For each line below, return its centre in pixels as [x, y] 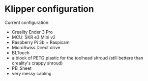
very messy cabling [32, 73]
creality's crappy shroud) [37, 63]
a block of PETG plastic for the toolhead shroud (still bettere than [77, 58]
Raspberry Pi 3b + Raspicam [41, 42]
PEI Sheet [22, 68]
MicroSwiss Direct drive [36, 47]
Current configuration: [27, 22]
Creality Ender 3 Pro [32, 32]
